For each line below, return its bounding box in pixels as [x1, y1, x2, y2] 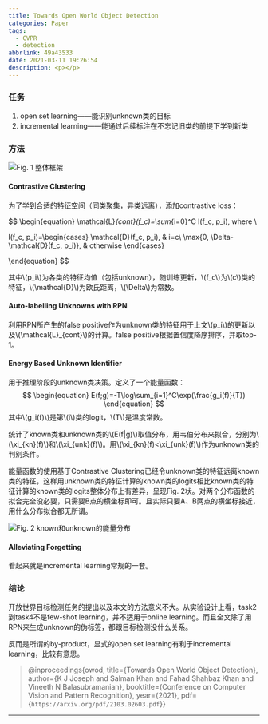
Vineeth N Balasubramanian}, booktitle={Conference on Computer [27, 682, 246, 692]
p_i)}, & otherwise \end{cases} [63, 241, 165, 250]
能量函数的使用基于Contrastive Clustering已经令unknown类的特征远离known [8, 466, 260, 475]
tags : [8, 26, 26, 34]
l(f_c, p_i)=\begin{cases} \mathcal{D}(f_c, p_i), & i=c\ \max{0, [8, 232, 209, 241]
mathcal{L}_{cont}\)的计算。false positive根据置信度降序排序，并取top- [22, 329, 258, 340]
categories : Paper [8, 19, 69, 27]
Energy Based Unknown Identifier [8, 359, 122, 368]
